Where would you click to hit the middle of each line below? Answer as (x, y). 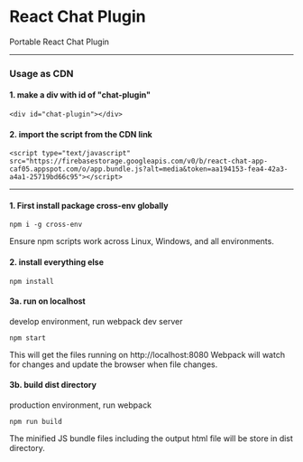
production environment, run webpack (80, 405)
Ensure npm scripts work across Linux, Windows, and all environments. (142, 241)
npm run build (36, 422)
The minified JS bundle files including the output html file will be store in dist (151, 438)
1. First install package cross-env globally (89, 205)
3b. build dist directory (53, 385)
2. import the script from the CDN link (81, 134)
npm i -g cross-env (46, 225)
